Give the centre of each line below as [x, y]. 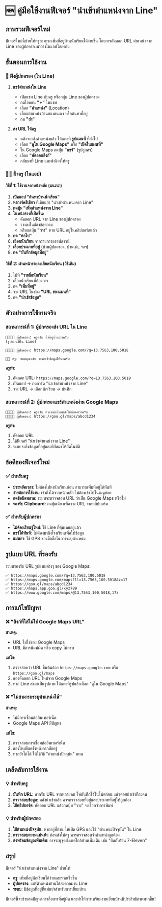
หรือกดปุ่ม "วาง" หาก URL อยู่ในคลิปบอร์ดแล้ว [58, 230]
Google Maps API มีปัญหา [37, 723]
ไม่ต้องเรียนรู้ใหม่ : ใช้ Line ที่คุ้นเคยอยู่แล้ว [47, 527]
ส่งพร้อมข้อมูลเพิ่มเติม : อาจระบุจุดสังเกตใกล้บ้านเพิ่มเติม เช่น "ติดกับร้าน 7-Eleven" [80, 840]
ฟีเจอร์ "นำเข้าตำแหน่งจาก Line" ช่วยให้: [39, 868]
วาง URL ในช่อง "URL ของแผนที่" [42, 292]
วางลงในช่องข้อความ [36, 225]
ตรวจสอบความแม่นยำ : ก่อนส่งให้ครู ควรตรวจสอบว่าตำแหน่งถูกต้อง [66, 835]
